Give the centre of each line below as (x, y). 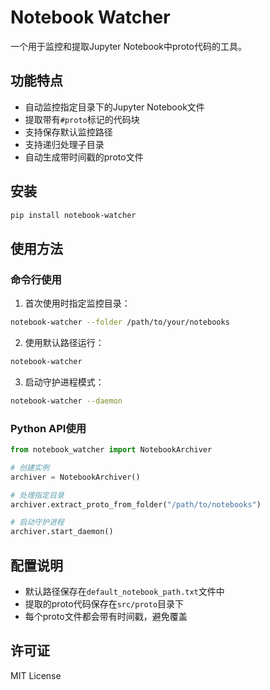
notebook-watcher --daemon (66, 401)
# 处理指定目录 (37, 495)
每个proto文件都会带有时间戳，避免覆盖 (106, 616)
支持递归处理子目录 (64, 144)
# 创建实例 (30, 467)
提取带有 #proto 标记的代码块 (82, 119)
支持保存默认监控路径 (68, 132)
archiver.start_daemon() (62, 532)
